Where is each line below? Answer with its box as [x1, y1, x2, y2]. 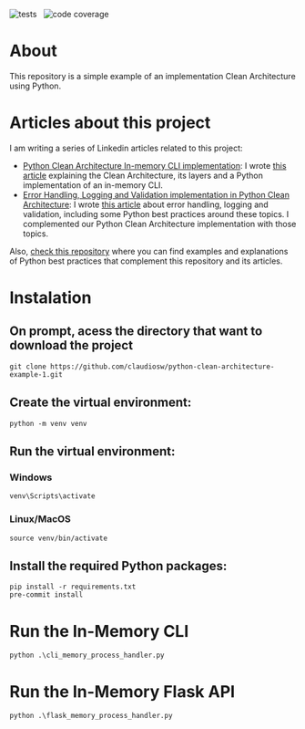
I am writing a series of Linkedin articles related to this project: [9, 142, 243, 153]
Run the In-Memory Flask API [9, 681, 235, 702]
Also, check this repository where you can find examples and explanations [9, 245, 289, 256]
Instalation [9, 287, 92, 308]
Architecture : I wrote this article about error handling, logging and [22, 199, 269, 210]
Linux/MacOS [9, 513, 71, 526]
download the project [9, 338, 134, 353]
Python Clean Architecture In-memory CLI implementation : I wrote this [22, 160, 287, 171]
